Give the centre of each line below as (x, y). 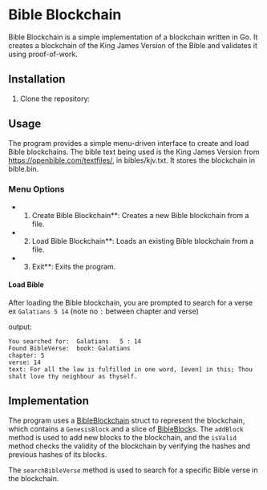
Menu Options (36, 189)
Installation (37, 79)
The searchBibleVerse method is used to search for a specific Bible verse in (133, 470)
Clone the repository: (55, 99)
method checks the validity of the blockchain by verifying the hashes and (129, 446)
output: (20, 327)
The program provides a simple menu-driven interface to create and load (129, 143)
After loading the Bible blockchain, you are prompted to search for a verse (131, 303)
